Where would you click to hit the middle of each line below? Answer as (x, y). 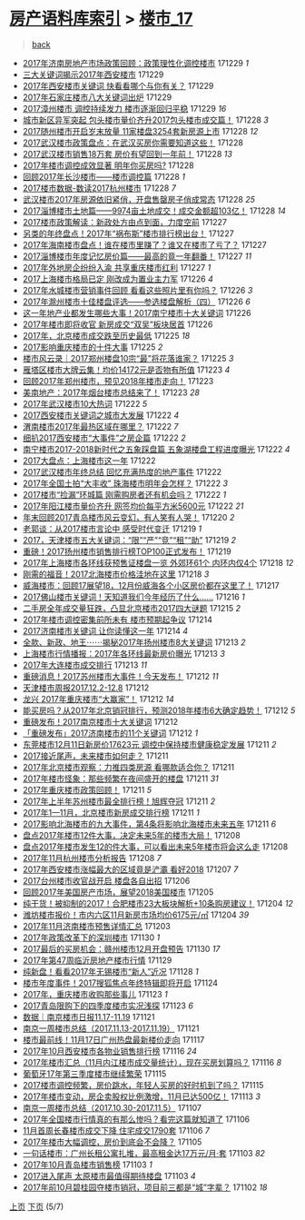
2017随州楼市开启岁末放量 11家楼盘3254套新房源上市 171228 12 (140, 131)
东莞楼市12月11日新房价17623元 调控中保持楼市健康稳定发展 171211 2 (149, 744)
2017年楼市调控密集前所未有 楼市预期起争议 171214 (118, 620)
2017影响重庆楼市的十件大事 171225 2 (93, 347)
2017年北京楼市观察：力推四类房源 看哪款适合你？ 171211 (128, 767)
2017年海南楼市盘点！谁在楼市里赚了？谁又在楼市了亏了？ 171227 (145, 244)
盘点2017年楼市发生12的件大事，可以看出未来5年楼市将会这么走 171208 (155, 847)
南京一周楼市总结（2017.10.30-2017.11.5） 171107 (112, 1107)
